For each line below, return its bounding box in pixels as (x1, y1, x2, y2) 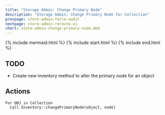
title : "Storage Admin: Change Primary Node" (5, 7, 102, 12)
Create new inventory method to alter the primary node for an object (12, 72, 154, 78)
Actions (5, 87, 30, 95)
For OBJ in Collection (5, 100, 53, 105)
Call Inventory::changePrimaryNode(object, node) (10, 104, 116, 110)
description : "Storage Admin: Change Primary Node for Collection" (5, 12, 150, 17)
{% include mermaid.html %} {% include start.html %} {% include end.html (5, 39, 160, 45)
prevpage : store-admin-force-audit (5, 16, 80, 21)
